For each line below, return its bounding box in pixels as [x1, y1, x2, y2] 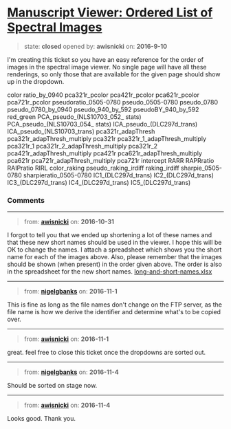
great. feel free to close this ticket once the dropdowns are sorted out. [7, 349, 206, 357]
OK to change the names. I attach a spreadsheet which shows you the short [7, 245, 222, 254]
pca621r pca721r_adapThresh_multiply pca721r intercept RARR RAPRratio [7, 156, 214, 164]
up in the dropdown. [7, 77, 65, 85]
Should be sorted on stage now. [7, 382, 98, 390]
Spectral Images [7, 19, 102, 35]
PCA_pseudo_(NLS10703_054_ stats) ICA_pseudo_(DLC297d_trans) [7, 120, 198, 128]
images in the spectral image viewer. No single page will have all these [7, 63, 208, 71]
